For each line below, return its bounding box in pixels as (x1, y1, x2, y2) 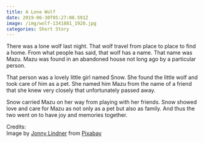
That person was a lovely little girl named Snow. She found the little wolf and (6, 74, 198, 81)
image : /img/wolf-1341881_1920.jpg (6, 20, 97, 26)
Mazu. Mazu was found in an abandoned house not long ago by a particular (6, 55, 196, 63)
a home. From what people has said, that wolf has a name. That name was (6, 49, 193, 57)
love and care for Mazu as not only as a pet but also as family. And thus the (6, 105, 195, 113)
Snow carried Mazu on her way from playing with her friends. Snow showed (6, 99, 197, 106)
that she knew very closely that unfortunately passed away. (6, 86, 156, 94)
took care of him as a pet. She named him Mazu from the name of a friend (6, 80, 192, 88)
